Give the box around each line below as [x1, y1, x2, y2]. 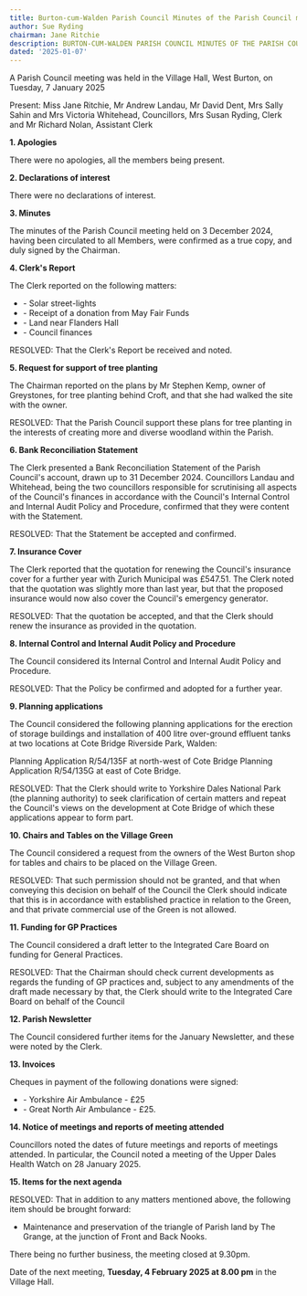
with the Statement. [9, 511, 84, 522]
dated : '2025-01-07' [9, 47, 89, 57]
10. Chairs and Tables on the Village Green [9, 830, 174, 841]
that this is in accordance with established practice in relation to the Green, [9, 894, 291, 905]
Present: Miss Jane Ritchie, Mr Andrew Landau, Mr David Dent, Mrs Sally [9, 100, 283, 111]
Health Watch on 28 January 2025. [9, 1159, 142, 1170]
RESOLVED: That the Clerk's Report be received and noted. [9, 344, 233, 356]
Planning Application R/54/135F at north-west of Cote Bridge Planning [9, 755, 273, 767]
